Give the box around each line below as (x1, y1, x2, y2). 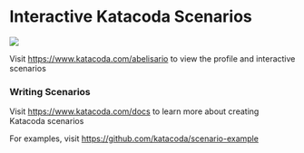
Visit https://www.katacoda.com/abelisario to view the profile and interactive (9, 53, 296, 64)
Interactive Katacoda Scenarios (9, 6, 252, 27)
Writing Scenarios (9, 85, 91, 98)
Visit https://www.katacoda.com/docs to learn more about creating (9, 106, 260, 117)
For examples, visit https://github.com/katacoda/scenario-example (9, 133, 259, 144)
